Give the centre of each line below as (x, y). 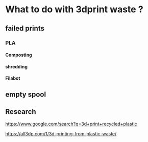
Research (21, 112)
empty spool (26, 94)
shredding (17, 66)
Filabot (13, 78)
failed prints (25, 28)
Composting (19, 55)
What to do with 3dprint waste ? (75, 9)
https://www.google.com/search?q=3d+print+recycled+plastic (71, 124)
